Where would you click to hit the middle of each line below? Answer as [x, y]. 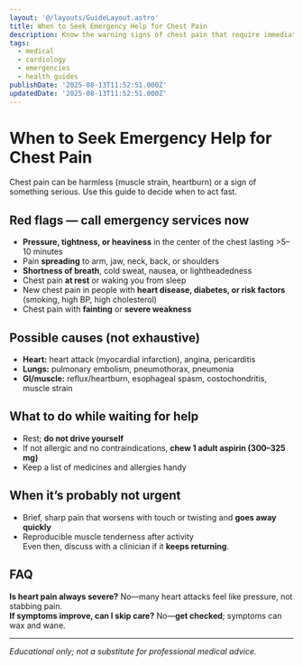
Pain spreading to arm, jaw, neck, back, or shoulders [120, 261]
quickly [37, 527]
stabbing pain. [36, 605]
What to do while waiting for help [104, 417]
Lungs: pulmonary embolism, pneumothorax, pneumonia [128, 369]
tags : [19, 43]
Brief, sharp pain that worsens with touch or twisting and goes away [149, 517]
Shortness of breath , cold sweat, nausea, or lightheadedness [137, 271]
